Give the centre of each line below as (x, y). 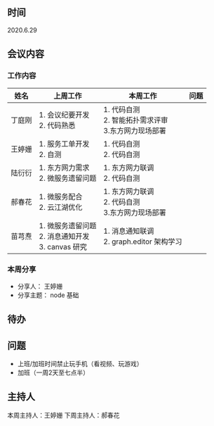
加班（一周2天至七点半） (53, 372)
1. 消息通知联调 (129, 231)
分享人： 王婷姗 (40, 286)
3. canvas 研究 (63, 246)
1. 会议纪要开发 (64, 115)
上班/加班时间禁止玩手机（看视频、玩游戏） (80, 364)
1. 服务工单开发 (64, 144)
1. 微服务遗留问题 (68, 225)
